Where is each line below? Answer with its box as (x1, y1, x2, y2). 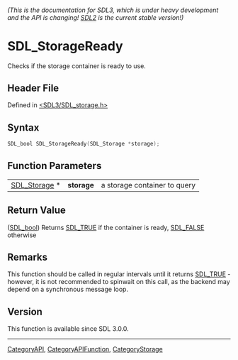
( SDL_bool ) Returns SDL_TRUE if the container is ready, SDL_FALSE (7, 223, 205, 231)
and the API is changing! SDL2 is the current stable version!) (7, 13, 184, 21)
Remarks (7, 251, 48, 263)
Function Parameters (7, 160, 102, 172)
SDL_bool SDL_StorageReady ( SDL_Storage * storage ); (7, 141, 160, 148)
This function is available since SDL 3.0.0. (7, 324, 129, 333)
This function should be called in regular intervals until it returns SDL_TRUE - (7, 270, 231, 278)
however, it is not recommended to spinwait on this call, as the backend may (7, 278, 230, 286)
